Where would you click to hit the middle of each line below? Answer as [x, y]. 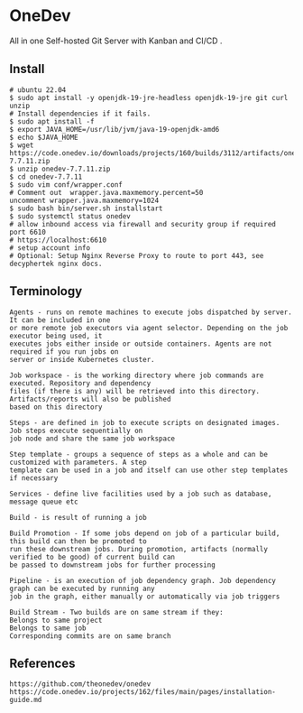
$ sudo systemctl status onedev [70, 216]
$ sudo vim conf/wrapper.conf [66, 185]
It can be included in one [60, 320]
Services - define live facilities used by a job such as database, [141, 494]
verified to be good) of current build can [92, 557]
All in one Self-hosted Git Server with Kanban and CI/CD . [116, 41]
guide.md [26, 700]
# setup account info [50, 248]
